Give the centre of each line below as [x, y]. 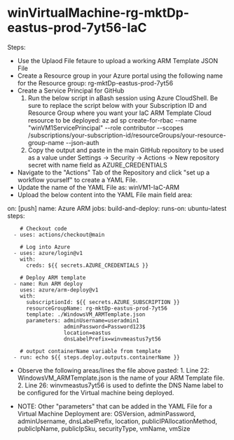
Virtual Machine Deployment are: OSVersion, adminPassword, [106, 413]
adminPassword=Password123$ [104, 326]
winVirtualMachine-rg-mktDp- [98, 13]
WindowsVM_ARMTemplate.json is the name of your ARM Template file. [121, 378]
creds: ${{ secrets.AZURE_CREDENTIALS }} [87, 265]
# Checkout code [44, 228]
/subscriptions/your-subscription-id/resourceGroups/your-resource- [127, 135]
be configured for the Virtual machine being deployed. [96, 392]
